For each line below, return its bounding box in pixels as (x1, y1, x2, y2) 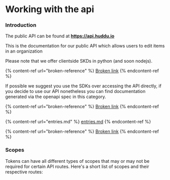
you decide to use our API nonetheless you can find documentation (5, 88, 146, 95)
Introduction (5, 22, 36, 29)
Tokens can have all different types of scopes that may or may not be (5, 158, 150, 164)
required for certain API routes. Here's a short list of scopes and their (5, 163, 149, 169)
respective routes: (5, 168, 43, 175)
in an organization (5, 48, 43, 54)
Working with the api (5, 4, 95, 15)
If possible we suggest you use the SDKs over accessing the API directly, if (5, 83, 162, 89)
